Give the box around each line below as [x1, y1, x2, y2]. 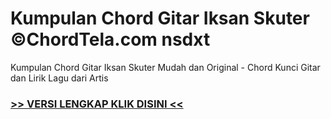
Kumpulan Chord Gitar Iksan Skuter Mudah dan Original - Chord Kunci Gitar [10, 61, 321, 73]
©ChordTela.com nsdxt [10, 28, 211, 51]
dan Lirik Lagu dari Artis [10, 72, 109, 84]
